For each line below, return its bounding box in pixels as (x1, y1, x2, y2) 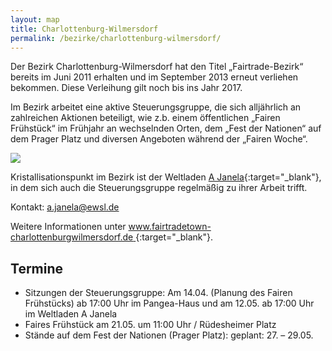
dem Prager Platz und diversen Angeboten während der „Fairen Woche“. (10, 133, 308, 145)
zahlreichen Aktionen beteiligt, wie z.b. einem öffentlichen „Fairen (10, 112, 281, 124)
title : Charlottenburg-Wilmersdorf (10, 24, 159, 34)
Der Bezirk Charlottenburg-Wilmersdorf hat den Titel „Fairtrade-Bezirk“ (10, 61, 304, 73)
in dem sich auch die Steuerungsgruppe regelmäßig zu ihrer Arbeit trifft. (10, 182, 308, 194)
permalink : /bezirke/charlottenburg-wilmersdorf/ (10, 33, 222, 43)
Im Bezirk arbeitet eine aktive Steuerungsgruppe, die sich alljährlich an (10, 101, 302, 113)
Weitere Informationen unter (10, 221, 127, 233)
